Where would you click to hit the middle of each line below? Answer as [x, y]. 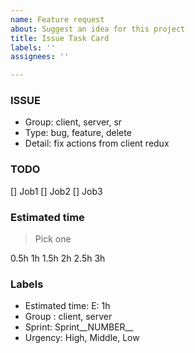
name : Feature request [57, 19]
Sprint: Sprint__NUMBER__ [79, 327]
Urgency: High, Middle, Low [82, 338]
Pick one [53, 239]
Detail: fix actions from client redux [97, 143]
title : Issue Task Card [60, 38]
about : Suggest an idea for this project [98, 29]
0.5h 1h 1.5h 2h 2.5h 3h [58, 258]
